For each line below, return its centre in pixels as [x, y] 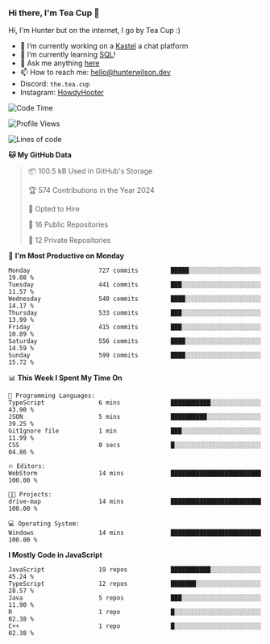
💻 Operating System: [44, 524]
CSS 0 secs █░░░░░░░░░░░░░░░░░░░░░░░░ [135, 445]
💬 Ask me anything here [60, 63]
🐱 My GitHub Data [40, 155]
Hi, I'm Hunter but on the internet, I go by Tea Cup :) [95, 31]
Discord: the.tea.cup [55, 84]
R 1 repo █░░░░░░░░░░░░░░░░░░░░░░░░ [135, 613]
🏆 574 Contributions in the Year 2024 [91, 190]
